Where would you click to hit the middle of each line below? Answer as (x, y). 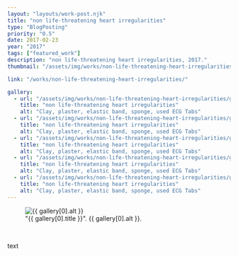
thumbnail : (23, 66)
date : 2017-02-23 (33, 40)
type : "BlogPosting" (38, 27)
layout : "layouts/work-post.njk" (57, 14)
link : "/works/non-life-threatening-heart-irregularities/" (98, 79)
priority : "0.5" (31, 34)
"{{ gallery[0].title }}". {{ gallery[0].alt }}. (84, 218)
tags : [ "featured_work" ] (44, 54)
